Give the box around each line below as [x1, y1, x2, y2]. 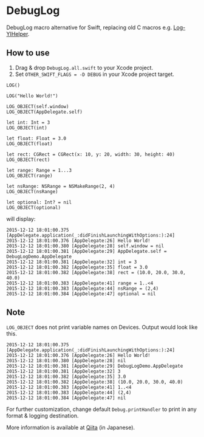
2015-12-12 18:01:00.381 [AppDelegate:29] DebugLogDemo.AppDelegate [6, 363, 183, 369]
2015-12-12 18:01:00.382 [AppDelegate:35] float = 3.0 [6, 264, 148, 270]
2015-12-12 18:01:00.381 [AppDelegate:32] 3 [6, 368, 121, 374]
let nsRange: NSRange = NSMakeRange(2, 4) [6, 183, 115, 189]
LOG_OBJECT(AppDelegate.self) [6, 109, 83, 115]
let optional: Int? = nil [6, 199, 72, 205]
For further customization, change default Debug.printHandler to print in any [6, 405, 197, 413]
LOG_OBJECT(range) [6, 173, 53, 179]
